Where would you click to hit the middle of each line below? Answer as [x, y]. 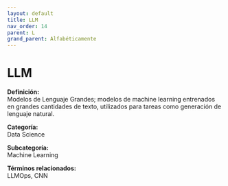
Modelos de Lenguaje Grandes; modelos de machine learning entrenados [111, 100]
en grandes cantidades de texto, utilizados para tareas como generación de [114, 106]
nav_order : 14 [27, 26]
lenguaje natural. [31, 114]
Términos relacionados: [42, 168]
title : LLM [23, 20]
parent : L [21, 33]
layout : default [30, 13]
